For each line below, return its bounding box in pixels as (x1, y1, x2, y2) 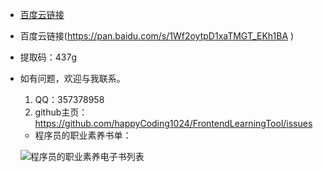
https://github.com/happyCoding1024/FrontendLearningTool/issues (34, 118, 313, 129)
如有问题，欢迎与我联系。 (19, 73, 126, 84)
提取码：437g (19, 51, 77, 63)
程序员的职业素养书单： (34, 129, 132, 141)
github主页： (34, 106, 88, 118)
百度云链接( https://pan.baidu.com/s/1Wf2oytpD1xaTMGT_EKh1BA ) (19, 30, 295, 42)
